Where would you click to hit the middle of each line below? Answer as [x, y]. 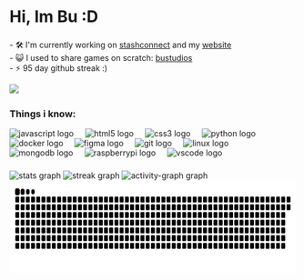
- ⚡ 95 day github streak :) [58, 68]
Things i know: [43, 114]
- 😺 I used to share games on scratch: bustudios [101, 58]
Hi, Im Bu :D [54, 17]
